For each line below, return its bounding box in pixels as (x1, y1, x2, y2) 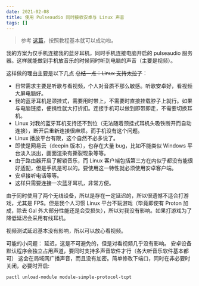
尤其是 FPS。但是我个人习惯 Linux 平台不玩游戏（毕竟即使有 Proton (16, 199, 182, 207)
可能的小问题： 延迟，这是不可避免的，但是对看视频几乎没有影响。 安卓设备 (6, 240, 192, 247)
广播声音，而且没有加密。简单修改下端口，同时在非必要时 (49, 255, 191, 262)
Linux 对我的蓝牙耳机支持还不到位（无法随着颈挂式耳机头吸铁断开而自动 (14, 120, 192, 127)
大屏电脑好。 (14, 90, 46, 97)
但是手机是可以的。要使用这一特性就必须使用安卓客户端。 (35, 165, 177, 172)
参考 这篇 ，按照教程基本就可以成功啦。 (20, 37, 117, 44)
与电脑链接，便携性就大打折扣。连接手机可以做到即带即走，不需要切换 (14, 105, 188, 112)
